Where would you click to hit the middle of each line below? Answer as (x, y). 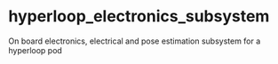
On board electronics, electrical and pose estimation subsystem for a (135, 41)
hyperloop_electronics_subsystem (139, 16)
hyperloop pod (36, 50)
